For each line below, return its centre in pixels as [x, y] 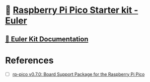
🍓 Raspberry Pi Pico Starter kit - [72, 10]
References [29, 60]
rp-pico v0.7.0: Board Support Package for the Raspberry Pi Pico [78, 74]
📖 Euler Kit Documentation [47, 39]
